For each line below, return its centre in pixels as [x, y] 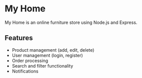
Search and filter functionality [42, 66]
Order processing [30, 61]
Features [19, 38]
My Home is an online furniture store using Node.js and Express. [71, 22]
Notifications [25, 71]
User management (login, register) [47, 55]
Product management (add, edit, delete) [53, 50]
